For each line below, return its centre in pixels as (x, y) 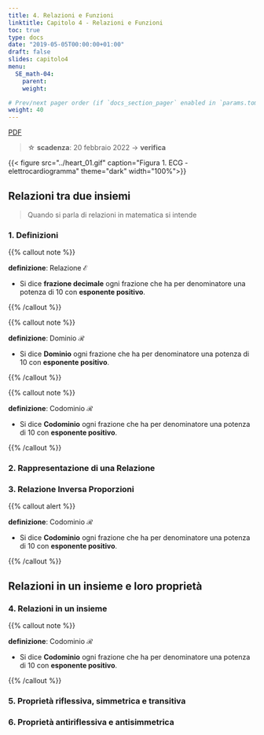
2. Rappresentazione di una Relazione (82, 469)
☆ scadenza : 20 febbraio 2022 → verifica (97, 148)
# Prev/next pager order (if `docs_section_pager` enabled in (112, 103)
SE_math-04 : (35, 74)
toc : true (24, 30)
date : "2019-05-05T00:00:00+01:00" (66, 45)
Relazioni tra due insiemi (70, 196)
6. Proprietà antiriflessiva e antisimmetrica (91, 722)
